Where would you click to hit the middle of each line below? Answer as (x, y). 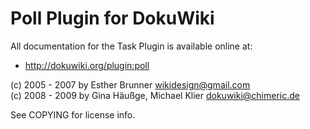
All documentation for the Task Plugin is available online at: (131, 46)
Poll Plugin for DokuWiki (112, 18)
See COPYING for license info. (73, 114)
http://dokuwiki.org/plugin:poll (87, 65)
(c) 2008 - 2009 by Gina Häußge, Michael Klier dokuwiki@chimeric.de (155, 95)
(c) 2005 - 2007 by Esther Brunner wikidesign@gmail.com (130, 84)
